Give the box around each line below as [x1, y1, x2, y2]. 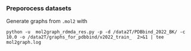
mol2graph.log [6, 40, 42, 46]
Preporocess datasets [6, 4, 72, 12]
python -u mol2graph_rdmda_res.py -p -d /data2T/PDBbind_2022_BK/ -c [6, 29, 186, 35]
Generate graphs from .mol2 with [6, 18, 88, 25]
